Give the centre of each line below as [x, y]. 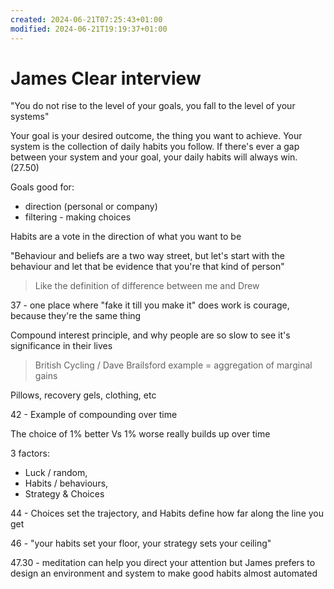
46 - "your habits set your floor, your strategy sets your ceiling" [141, 543]
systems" [30, 117]
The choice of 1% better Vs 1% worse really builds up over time [140, 434]
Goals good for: [42, 187]
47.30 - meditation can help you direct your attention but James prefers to [163, 563]
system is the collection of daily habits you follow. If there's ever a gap [155, 147]
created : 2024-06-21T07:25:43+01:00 [86, 19]
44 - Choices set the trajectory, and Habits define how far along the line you [167, 513]
